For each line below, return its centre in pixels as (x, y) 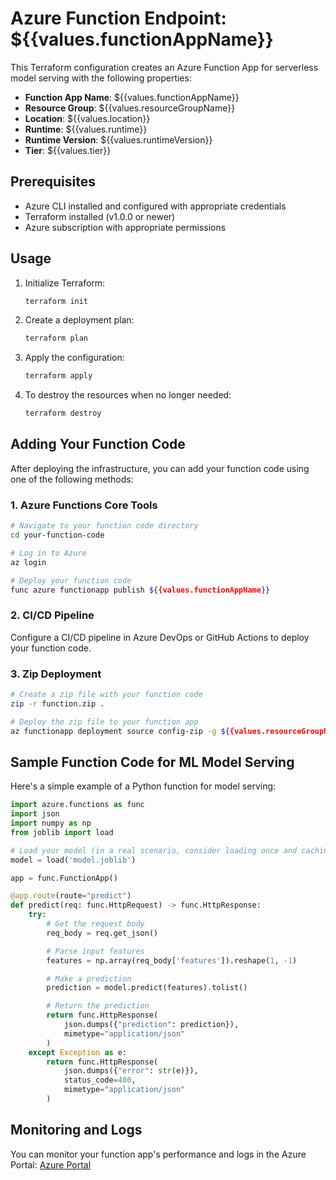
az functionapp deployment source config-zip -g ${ (120, 731)
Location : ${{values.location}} (87, 118)
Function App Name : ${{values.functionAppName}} (132, 97)
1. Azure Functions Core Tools (84, 505)
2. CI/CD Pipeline (52, 615)
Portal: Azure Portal (51, 1164)
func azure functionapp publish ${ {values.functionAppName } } (140, 590)
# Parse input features (95, 951)
